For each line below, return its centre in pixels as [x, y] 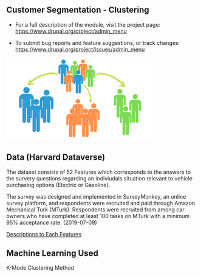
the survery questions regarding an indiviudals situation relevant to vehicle [100, 178]
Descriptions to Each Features [44, 234]
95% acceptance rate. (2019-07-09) [52, 222]
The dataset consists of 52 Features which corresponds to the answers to [99, 172]
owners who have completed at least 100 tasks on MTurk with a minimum [98, 216]
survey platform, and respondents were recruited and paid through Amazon [101, 203]
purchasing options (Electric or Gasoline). [58, 185]
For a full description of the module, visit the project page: [88, 24]
